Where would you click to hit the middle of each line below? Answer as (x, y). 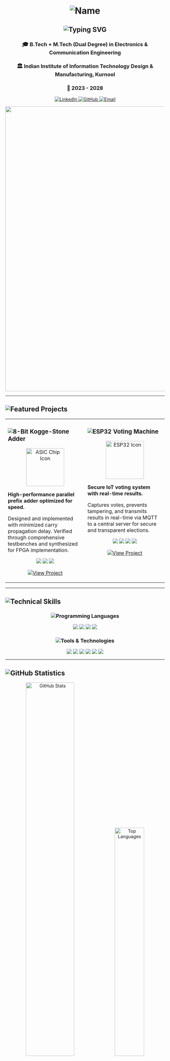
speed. (16, 507)
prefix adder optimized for (40, 501)
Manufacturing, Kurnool (85, 74)
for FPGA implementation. (38, 551)
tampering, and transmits (117, 512)
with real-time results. (115, 494)
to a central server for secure (122, 524)
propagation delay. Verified (40, 531)
